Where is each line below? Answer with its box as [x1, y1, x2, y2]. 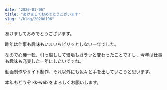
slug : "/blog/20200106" [5, 16, 55, 21]
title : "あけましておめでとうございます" [5, 12, 81, 17]
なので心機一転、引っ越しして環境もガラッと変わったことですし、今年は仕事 [5, 52, 163, 58]
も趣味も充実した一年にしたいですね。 [5, 58, 84, 64]
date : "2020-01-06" [5, 7, 46, 12]
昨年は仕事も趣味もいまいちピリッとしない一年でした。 [5, 41, 119, 47]
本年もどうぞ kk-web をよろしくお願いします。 [5, 79, 101, 85]
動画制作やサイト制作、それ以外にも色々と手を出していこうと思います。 [5, 69, 154, 75]
